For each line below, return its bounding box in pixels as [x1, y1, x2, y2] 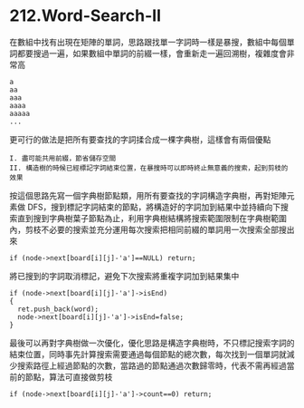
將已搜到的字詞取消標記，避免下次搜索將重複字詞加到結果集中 [9, 270, 240, 281]
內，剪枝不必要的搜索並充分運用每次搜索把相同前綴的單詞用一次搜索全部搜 [9, 224, 287, 235]
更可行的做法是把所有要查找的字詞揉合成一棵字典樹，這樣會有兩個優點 [9, 133, 271, 145]
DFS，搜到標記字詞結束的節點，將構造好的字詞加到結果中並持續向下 [26, 201, 281, 212]
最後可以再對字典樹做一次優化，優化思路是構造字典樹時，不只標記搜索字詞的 [9, 337, 295, 348]
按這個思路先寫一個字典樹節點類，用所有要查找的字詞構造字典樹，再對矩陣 [9, 189, 287, 200]
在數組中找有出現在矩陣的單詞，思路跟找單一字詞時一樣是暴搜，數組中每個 [9, 36, 287, 47]
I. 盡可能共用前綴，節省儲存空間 [9, 153, 116, 163]
